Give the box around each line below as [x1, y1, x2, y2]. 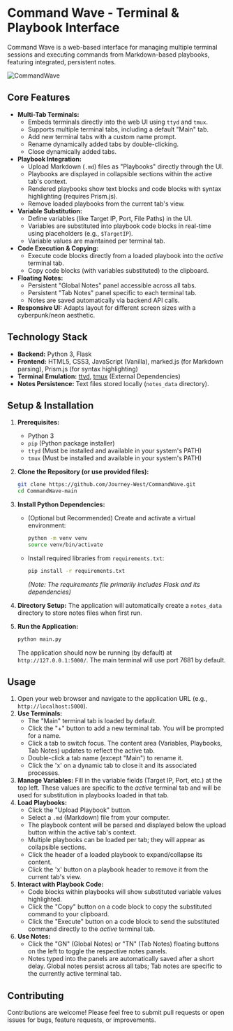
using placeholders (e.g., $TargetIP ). [27, 229, 134, 237]
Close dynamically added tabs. [27, 147, 117, 155]
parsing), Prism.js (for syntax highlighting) [17, 364, 138, 373]
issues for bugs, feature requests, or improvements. [7, 1016, 156, 1024]
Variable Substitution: [17, 206, 82, 215]
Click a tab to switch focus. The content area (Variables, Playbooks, [27, 739, 223, 748]
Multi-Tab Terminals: [17, 110, 80, 118]
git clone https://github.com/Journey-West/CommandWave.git [17, 481, 196, 488]
